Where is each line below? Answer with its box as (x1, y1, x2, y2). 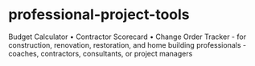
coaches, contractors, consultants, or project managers (8, 49, 193, 58)
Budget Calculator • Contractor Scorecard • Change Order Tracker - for (8, 32, 247, 41)
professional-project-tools (8, 6, 191, 24)
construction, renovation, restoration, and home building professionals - (8, 40, 247, 49)
